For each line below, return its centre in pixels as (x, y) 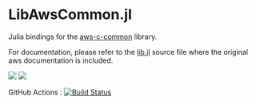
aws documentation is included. (61, 60)
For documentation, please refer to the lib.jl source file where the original (128, 52)
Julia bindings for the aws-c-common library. (83, 37)
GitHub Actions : (35, 92)
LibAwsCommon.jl (70, 15)
